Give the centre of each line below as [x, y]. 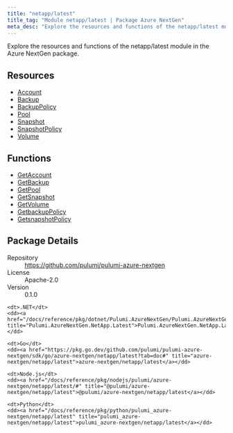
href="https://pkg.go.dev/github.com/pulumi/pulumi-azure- [116, 350]
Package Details [43, 241]
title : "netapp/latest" [42, 14]
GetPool [29, 189]
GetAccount [34, 175]
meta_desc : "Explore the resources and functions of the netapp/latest [113, 26]
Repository [23, 257]
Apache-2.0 [42, 280]
